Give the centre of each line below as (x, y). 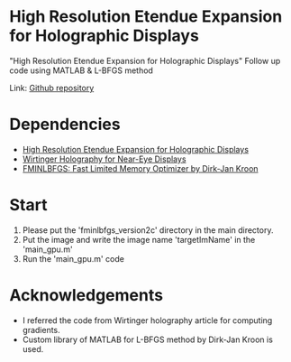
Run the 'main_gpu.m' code (73, 258)
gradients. (41, 330)
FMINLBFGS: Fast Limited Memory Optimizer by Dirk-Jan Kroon (140, 168)
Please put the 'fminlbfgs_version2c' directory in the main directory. (148, 230)
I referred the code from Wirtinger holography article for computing (147, 320)
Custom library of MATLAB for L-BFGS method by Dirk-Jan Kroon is (147, 339)
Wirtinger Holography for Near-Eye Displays (104, 159)
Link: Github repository (52, 88)
